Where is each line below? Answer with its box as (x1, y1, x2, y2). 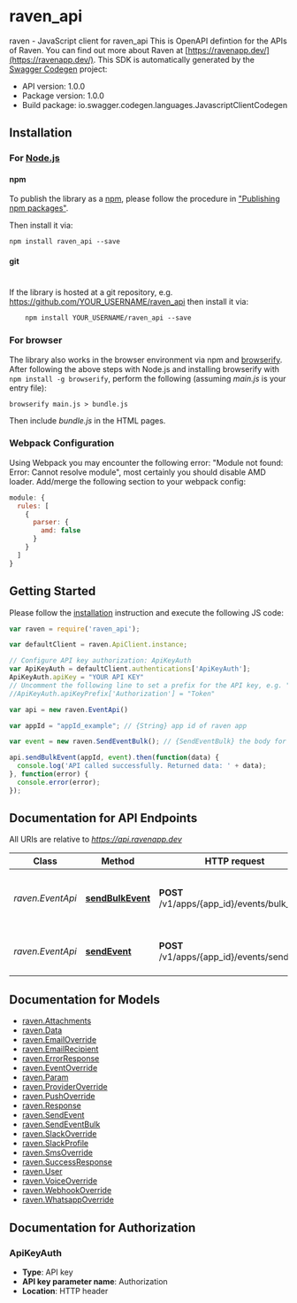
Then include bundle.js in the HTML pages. (9, 415, 166, 426)
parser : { (32, 518, 69, 527)
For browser (9, 334, 63, 346)
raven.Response (21, 1100, 81, 1111)
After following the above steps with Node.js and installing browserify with (9, 363, 280, 374)
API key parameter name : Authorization (21, 1276, 168, 1286)
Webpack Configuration (9, 437, 115, 449)
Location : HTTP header (21, 1285, 109, 1296)
